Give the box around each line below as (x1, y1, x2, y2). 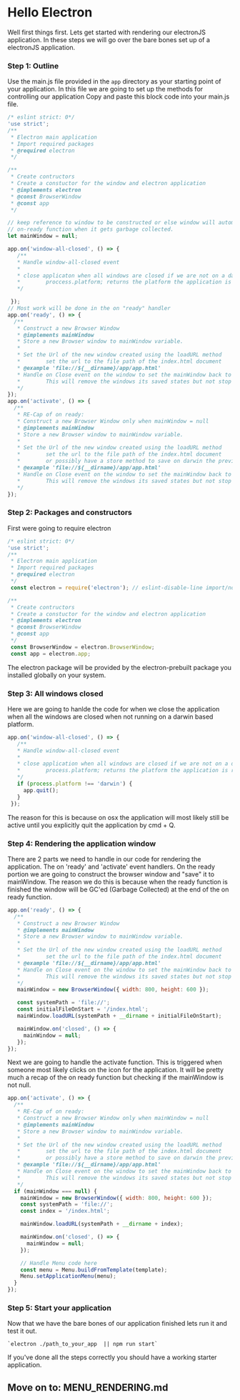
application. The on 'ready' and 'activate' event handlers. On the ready (7, 862, 216, 871)
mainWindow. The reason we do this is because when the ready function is (7, 877, 229, 886)
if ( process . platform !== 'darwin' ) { (16, 780, 133, 788)
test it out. (7, 1326, 37, 1336)
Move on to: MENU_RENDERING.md (7, 1381, 169, 1394)
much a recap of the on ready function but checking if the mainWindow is (7, 1073, 224, 1082)
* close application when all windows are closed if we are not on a (16, 760, 229, 768)
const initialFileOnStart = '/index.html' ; (16, 1006, 149, 1013)
